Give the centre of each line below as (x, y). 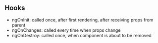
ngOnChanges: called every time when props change (66, 30)
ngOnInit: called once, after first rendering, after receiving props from (82, 20)
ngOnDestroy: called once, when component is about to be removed (81, 35)
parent (19, 25)
